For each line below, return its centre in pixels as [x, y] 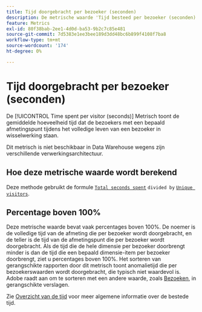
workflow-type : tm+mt [34, 40]
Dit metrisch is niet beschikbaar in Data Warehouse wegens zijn [86, 147]
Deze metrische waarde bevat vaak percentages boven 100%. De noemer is [101, 227]
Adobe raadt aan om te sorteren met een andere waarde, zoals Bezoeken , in [101, 278]
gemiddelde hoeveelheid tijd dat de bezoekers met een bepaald [86, 122]
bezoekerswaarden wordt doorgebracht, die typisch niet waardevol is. [94, 272]
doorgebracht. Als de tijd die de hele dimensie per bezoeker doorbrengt [96, 246]
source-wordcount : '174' [37, 46]
